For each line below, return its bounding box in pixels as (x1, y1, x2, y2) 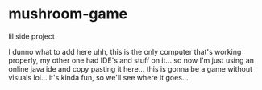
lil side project (8, 31, 55, 41)
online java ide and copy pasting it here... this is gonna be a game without (8, 63, 252, 73)
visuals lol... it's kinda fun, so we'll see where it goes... (8, 72, 189, 82)
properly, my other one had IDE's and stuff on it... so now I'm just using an (8, 55, 255, 65)
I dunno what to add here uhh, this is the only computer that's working (8, 47, 242, 56)
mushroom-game (8, 5, 127, 23)
